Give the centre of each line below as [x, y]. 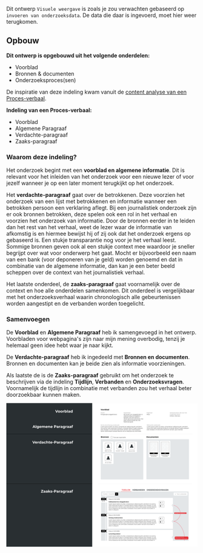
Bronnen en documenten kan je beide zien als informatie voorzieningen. [96, 363]
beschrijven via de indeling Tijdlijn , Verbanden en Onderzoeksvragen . [95, 382]
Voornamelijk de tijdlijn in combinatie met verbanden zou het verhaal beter [99, 388]
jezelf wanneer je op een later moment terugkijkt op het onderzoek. [90, 183]
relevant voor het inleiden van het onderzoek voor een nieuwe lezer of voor [100, 177]
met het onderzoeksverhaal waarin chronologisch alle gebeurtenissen [93, 297]
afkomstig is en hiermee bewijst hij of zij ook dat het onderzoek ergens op [98, 234]
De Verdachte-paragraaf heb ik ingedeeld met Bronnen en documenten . [98, 357]
